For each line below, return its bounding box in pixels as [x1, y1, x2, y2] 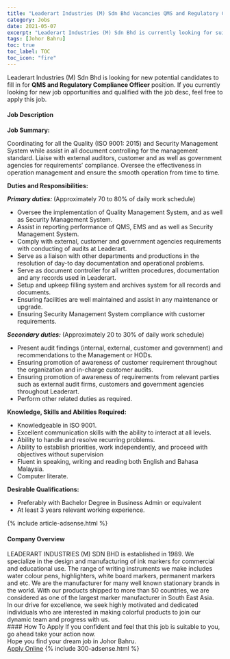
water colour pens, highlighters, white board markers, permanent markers [7, 572, 216, 580]
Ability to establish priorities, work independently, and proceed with [16, 443, 208, 451]
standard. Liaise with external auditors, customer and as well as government [7, 153, 222, 161]
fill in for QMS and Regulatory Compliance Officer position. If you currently [7, 80, 220, 89]
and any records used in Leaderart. [16, 273, 116, 281]
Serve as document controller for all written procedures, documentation [16, 266, 220, 274]
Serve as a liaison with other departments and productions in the [16, 251, 200, 260]
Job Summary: [7, 126, 50, 134]
